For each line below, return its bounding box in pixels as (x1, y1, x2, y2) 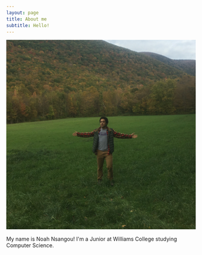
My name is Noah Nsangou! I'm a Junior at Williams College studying (6, 235, 177, 243)
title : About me (6, 16, 47, 22)
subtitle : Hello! (6, 22, 50, 28)
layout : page (6, 10, 39, 16)
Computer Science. (6, 242, 54, 249)
